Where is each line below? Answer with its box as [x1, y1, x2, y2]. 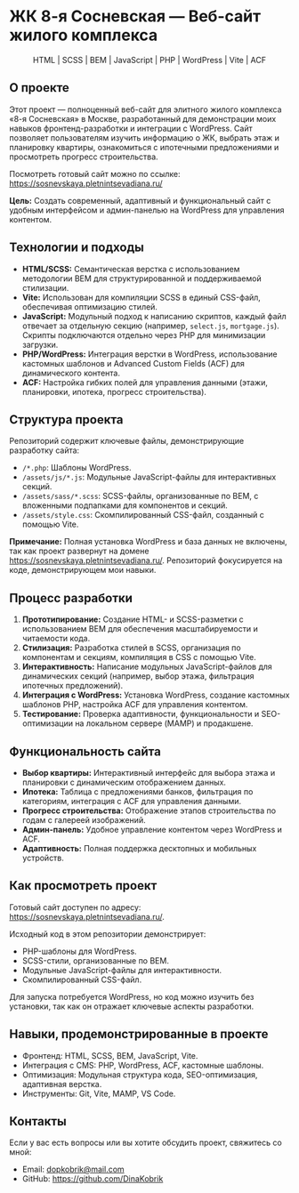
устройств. [21, 852, 65, 863]
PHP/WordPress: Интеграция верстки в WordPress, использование [21, 349, 278, 359]
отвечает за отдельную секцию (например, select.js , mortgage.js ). [21, 320, 280, 331]
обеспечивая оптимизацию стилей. [21, 301, 158, 312]
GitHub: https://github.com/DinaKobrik [21, 1173, 164, 1184]
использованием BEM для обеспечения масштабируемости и [21, 624, 258, 634]
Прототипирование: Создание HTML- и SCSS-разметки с [21, 614, 244, 625]
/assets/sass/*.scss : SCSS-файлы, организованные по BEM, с [21, 491, 259, 502]
